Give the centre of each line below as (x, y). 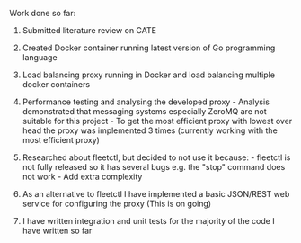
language (40, 57)
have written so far (57, 230)
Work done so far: (43, 13)
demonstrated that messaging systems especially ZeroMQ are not (144, 111)
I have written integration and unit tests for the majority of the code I (149, 221)
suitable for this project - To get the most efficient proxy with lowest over (157, 121)
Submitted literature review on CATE (89, 30)
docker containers (56, 84)
